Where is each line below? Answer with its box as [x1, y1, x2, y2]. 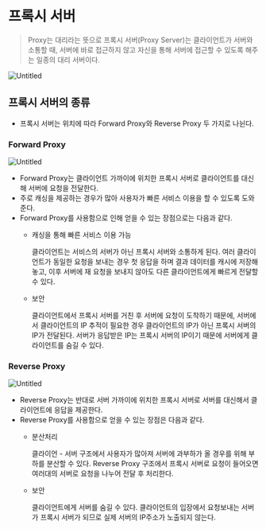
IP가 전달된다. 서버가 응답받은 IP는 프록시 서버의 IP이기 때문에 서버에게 [31, 331, 250, 340]
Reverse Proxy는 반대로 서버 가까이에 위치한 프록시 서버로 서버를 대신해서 [19, 395, 249, 405]
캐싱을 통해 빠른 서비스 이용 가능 [31, 230, 132, 239]
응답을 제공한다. [54, 405, 103, 414]
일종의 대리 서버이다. [36, 55, 101, 64]
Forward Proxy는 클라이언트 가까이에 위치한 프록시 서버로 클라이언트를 [19, 173, 240, 183]
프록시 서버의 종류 [8, 96, 91, 110]
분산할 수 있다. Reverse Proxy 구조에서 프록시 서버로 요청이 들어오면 [46, 459, 259, 469]
